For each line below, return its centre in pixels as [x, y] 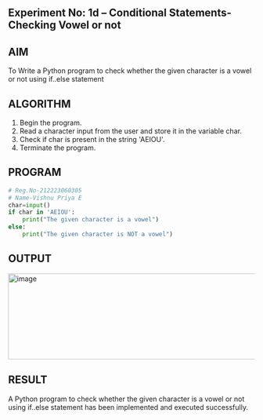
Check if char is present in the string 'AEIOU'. [92, 140]
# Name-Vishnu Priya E [45, 198]
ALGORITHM [40, 104]
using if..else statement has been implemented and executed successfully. [128, 407]
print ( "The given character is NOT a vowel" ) [98, 235]
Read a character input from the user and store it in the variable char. [131, 131]
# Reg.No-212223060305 [45, 190]
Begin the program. [50, 123]
